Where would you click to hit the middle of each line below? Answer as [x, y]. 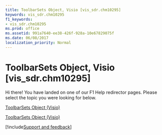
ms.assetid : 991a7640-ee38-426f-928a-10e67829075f [60, 33]
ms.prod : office [22, 29]
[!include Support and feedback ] [38, 127]
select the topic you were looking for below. [51, 97]
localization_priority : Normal [38, 43]
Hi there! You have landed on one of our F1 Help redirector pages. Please [81, 92]
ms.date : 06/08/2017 [27, 38]
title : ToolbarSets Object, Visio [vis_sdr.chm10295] [63, 10]
